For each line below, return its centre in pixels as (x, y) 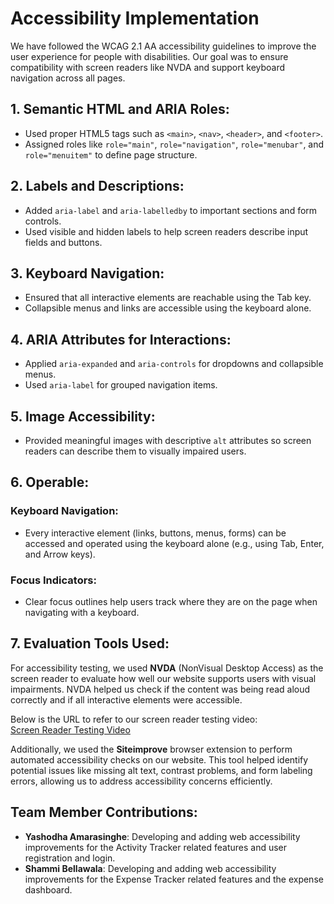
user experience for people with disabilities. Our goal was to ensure (149, 56)
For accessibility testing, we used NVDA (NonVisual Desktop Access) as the (167, 668)
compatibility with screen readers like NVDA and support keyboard (148, 67)
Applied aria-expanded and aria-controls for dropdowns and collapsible (174, 364)
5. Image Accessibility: (83, 416)
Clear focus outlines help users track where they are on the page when (171, 601)
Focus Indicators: (53, 580)
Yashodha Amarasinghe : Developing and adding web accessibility (162, 836)
